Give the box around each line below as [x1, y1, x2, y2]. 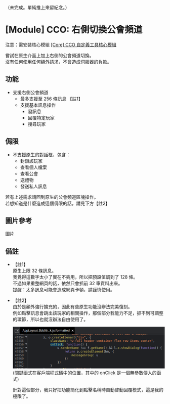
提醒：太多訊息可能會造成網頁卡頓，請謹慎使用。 [12, 287, 115, 293]
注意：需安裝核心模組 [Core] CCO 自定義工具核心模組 [5, 41, 117, 48]
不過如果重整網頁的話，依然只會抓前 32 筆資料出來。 [12, 280, 123, 287]
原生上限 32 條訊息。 [12, 267, 57, 274]
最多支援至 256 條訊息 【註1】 [20, 96, 83, 102]
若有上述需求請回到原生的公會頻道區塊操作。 [5, 194, 99, 200]
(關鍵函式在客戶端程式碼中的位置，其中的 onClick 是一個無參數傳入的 [12, 370, 157, 376]
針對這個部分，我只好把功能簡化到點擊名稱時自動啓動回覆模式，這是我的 [12, 386, 163, 393]
